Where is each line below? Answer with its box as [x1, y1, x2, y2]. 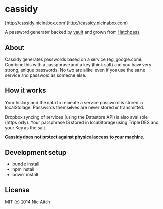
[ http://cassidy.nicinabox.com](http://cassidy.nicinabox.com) [5, 20, 128, 26]
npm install [12, 166, 35, 172]
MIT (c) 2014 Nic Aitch [5, 199, 50, 205]
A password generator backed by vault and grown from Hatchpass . [5, 29, 141, 35]
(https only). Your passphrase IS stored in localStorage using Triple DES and [5, 119, 159, 125]
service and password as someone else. [5, 72, 87, 78]
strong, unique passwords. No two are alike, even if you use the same [5, 67, 146, 73]
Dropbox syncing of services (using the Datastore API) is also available [5, 114, 148, 120]
